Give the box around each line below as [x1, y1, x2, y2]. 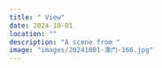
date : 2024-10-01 [9, 21, 73, 30]
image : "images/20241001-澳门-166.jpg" [9, 46, 154, 55]
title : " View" [9, 12, 66, 22]
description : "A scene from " [9, 37, 121, 47]
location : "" [9, 29, 58, 38]
